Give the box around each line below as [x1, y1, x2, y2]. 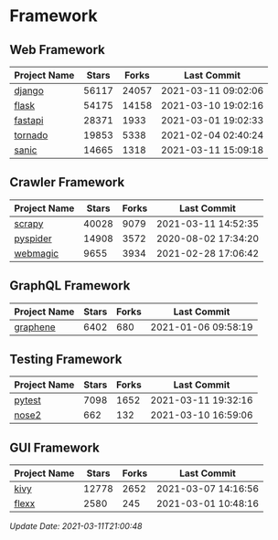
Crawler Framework [9, 175, 125, 190]
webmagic [14, 247, 59, 259]
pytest [14, 394, 41, 407]
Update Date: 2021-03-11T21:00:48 [9, 521, 143, 532]
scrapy [14, 217, 44, 229]
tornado [14, 129, 48, 142]
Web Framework [9, 42, 105, 58]
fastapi [14, 114, 44, 126]
